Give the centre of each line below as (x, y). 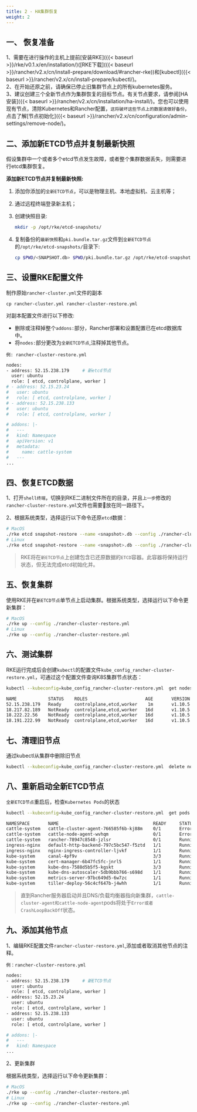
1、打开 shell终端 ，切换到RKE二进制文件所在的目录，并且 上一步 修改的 (89, 498)
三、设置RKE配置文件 (45, 277)
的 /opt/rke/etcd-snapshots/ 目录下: (57, 246)
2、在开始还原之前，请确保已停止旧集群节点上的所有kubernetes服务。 (91, 87)
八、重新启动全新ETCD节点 (55, 787)
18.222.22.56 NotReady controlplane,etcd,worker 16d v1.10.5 (98, 715)
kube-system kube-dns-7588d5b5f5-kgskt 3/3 (84, 867)
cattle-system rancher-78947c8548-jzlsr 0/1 (84, 840)
